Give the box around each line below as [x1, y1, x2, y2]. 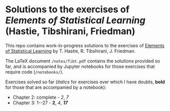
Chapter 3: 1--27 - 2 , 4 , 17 [12, 99, 68, 106]
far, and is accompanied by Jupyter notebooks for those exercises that [5, 63, 155, 69]
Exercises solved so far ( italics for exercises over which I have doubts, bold [5, 79, 165, 85]
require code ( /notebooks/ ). [5, 68, 64, 75]
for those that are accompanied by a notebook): [5, 84, 107, 90]
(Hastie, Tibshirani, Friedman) [5, 26, 136, 37]
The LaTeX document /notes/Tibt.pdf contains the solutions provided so [5, 58, 160, 64]
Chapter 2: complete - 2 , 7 [12, 94, 69, 100]
